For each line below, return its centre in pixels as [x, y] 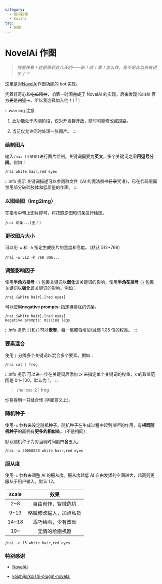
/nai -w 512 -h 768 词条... [33, 257]
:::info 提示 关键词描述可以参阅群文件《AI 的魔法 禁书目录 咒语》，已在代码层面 [81, 181]
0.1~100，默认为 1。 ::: [37, 380]
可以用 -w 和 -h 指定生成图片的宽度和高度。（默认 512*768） [64, 247]
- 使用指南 [19, 14]
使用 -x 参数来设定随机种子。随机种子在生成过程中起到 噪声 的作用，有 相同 [78, 425]
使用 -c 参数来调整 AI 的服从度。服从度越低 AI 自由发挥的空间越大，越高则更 [80, 475]
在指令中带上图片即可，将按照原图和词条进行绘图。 [56, 213]
